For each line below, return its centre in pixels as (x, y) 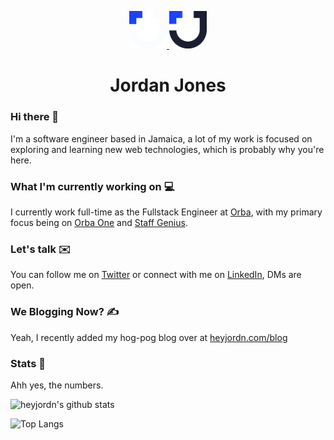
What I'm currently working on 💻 (92, 186)
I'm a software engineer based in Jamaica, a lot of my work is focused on (161, 138)
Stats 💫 (28, 363)
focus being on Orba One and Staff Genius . (99, 223)
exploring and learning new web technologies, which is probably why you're (167, 149)
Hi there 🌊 (35, 117)
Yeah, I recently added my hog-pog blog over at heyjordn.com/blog (149, 337)
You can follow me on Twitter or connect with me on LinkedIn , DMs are (156, 275)
